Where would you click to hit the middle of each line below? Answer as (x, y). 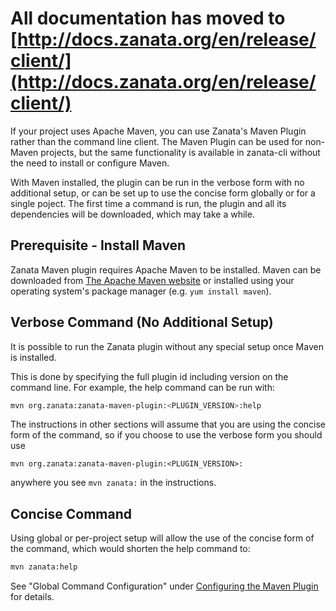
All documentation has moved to (148, 18)
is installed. (33, 357)
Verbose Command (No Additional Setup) (142, 322)
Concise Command (71, 513)
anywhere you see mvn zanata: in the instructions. (113, 483)
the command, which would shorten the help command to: (130, 549)
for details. (32, 597)
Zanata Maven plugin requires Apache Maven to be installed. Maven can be (166, 269)
